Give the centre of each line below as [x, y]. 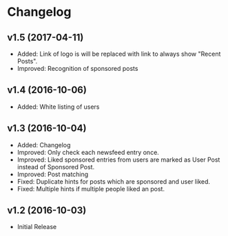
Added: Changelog [44, 144]
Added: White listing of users [58, 107]
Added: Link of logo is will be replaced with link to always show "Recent [119, 54]
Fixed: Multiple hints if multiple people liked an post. [91, 189]
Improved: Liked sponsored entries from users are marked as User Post [118, 160]
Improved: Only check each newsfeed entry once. [88, 152]
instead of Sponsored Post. [56, 167]
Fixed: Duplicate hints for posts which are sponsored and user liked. [114, 181]
